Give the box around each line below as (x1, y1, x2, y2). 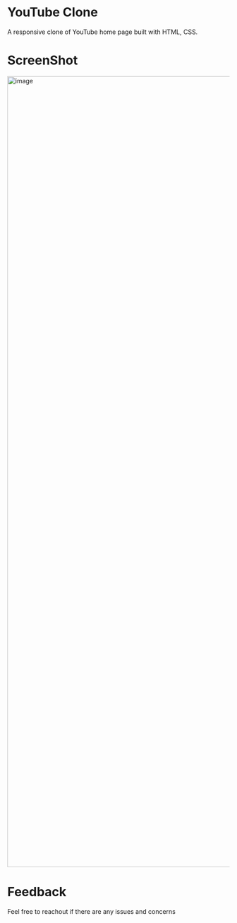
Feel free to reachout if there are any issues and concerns (7, 907, 176, 915)
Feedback (7, 884, 67, 900)
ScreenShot (7, 52, 78, 69)
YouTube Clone (7, 4, 99, 20)
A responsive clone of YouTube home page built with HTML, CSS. (7, 28, 198, 36)
